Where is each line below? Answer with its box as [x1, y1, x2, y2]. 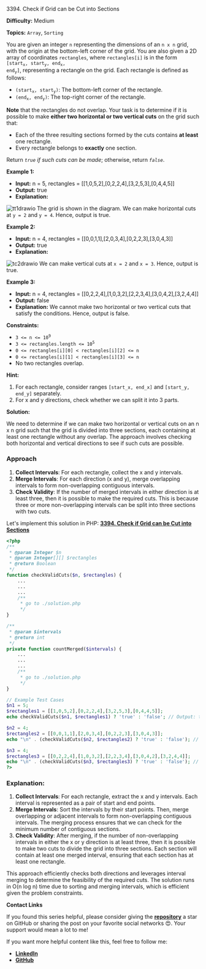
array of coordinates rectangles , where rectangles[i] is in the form [6, 54, 178, 61]
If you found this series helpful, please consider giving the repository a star [6, 913, 197, 921]
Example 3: [6, 278, 36, 286]
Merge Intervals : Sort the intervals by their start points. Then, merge [15, 806, 189, 813]
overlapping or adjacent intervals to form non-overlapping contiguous [15, 812, 192, 820]
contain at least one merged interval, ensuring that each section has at [15, 851, 194, 859]
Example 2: [6, 223, 36, 230]
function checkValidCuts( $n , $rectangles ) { [6, 572, 122, 579]
